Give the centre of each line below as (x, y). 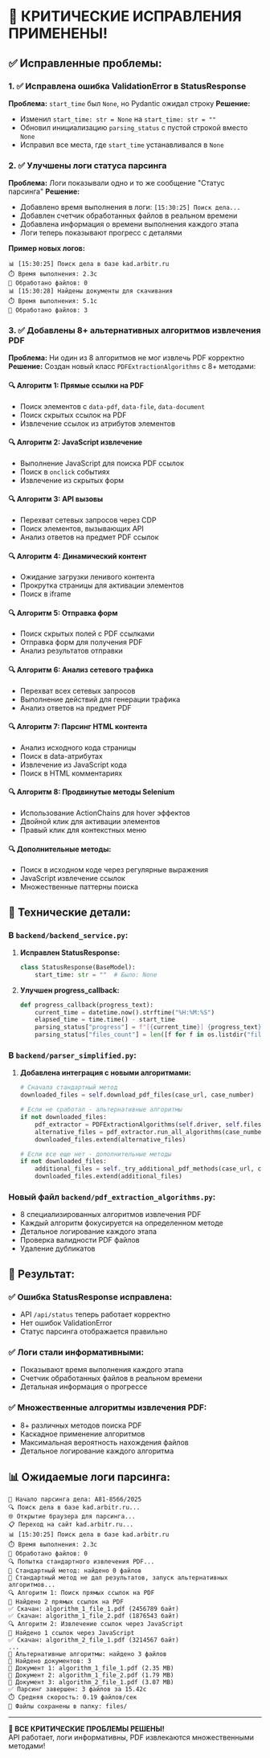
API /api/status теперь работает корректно (95, 1314)
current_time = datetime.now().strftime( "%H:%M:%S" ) (125, 1012)
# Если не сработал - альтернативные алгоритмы (101, 1110)
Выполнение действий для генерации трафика (100, 699)
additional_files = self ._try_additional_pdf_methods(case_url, (145, 1169)
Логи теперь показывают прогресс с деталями (101, 233)
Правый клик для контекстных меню (83, 830)
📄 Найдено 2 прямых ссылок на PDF (66, 1602)
